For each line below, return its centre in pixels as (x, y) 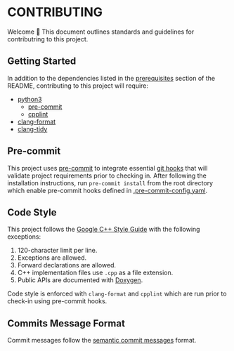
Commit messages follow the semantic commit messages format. (102, 340)
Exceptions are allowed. (52, 258)
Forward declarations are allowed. (66, 265)
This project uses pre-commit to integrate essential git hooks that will (108, 168)
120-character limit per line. (57, 251)
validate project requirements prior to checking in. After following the (107, 175)
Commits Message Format (66, 323)
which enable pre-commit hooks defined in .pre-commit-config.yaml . (108, 190)
